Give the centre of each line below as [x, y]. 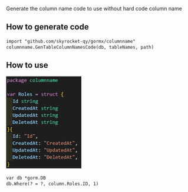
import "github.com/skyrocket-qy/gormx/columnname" [71, 41]
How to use [27, 65]
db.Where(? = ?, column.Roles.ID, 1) [52, 184]
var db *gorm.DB [26, 178]
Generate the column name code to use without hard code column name [94, 9]
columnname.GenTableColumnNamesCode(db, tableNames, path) [80, 47]
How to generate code [48, 27]
